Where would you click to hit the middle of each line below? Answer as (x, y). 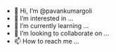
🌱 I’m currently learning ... (51, 26)
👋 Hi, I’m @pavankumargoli (53, 11)
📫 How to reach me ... (46, 41)
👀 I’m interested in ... (44, 18)
